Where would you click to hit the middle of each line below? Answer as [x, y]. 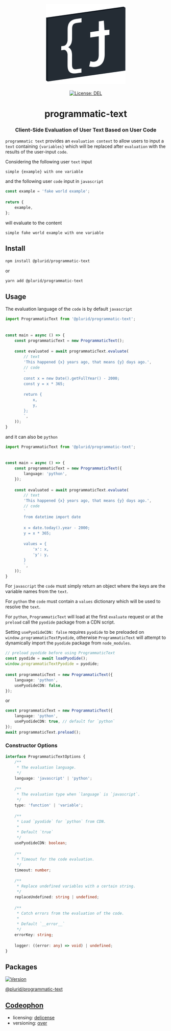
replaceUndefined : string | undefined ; [57, 897]
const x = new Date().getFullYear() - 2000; [72, 378]
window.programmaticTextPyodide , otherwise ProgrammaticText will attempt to [86, 638]
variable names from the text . [37, 592]
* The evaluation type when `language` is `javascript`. [78, 794]
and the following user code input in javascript [54, 181]
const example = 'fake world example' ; [48, 191]
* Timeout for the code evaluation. [56, 859]
